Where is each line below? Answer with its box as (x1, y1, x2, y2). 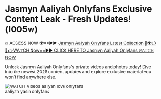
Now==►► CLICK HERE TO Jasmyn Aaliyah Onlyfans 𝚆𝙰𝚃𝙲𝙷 (30, 47, 154, 53)
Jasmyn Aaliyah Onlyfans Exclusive (5, 3, 152, 14)
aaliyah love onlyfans (41, 83, 84, 89)
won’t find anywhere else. (5, 74, 57, 80)
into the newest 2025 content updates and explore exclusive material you (5, 69, 152, 74)
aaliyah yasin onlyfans (5, 88, 49, 94)
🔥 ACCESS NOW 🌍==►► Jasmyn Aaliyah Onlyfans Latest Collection (5, 40, 144, 46)
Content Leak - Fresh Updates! (5, 14, 131, 25)
